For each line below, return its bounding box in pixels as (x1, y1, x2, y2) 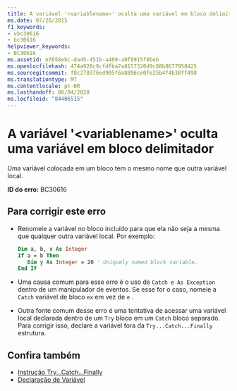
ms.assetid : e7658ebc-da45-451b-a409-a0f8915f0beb (7, 56, 159, 63)
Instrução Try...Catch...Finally (17, 368, 103, 377)
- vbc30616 (7, 30, 39, 37)
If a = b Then (17, 252, 59, 259)
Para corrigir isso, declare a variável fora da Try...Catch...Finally (17, 321, 213, 330)
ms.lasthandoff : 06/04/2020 (7, 89, 90, 96)
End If (17, 265, 37, 272)
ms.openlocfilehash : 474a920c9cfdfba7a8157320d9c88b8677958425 (7, 63, 197, 70)
